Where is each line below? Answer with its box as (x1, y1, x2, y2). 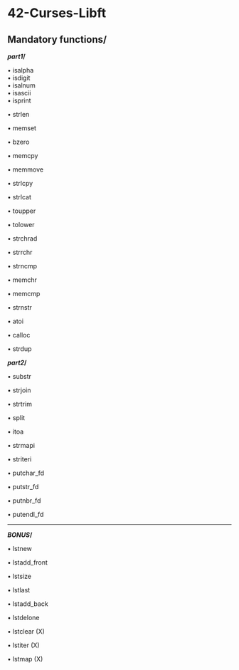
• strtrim (7, 400, 32, 408)
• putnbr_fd (7, 496, 41, 505)
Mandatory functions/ (7, 33, 107, 46)
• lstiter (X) (7, 641, 41, 649)
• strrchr (7, 248, 33, 256)
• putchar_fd (7, 469, 45, 477)
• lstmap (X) (7, 655, 43, 663)
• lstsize (7, 572, 32, 580)
